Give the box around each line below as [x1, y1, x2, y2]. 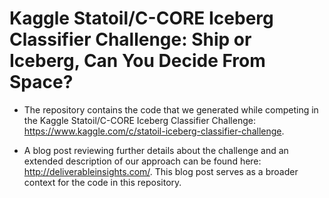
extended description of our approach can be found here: [23, 155, 262, 167]
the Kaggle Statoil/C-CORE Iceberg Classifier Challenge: [23, 114, 256, 126]
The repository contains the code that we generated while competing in [23, 103, 319, 116]
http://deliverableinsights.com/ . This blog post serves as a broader [23, 165, 299, 177]
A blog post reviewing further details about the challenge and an [23, 144, 289, 156]
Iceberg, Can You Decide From [9, 50, 266, 72]
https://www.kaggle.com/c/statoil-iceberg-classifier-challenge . [23, 125, 285, 137]
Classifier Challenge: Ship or [9, 28, 252, 51]
